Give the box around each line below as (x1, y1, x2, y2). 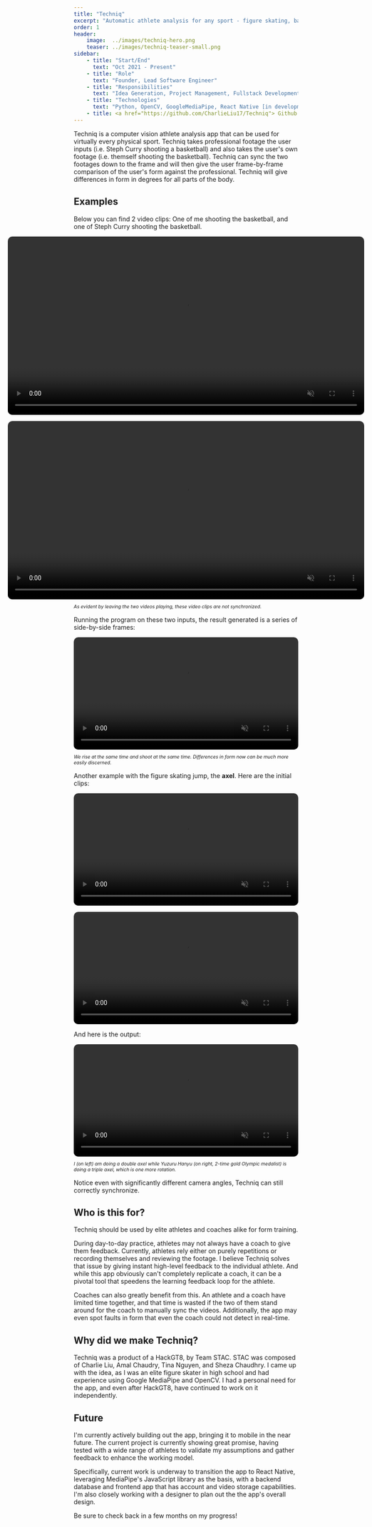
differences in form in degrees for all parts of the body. (73, 175, 235, 183)
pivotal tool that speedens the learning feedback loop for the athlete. (73, 1277, 275, 1286)
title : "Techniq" (73, 10, 125, 18)
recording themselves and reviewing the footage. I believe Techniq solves (73, 1255, 290, 1263)
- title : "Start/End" (86, 57, 150, 64)
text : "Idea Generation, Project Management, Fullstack (92, 90, 262, 97)
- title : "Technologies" (86, 97, 160, 104)
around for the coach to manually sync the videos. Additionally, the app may (73, 1306, 297, 1314)
